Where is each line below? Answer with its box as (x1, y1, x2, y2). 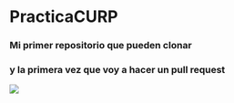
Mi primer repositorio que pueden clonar (9, 39, 193, 52)
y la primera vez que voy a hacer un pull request (9, 64, 226, 77)
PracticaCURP (9, 6, 118, 27)
